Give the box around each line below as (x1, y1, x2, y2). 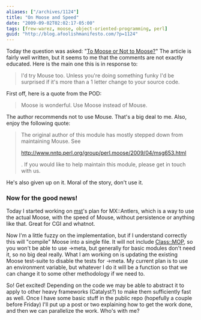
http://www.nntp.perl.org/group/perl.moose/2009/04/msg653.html (20, 149, 187, 157)
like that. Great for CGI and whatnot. (6, 220, 95, 228)
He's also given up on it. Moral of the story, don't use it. (6, 179, 143, 186)
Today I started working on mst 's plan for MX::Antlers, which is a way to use (6, 208, 194, 215)
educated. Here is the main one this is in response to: (6, 61, 138, 68)
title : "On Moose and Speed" (6, 14, 79, 20)
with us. (20, 168, 41, 175)
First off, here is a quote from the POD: (6, 90, 102, 97)
